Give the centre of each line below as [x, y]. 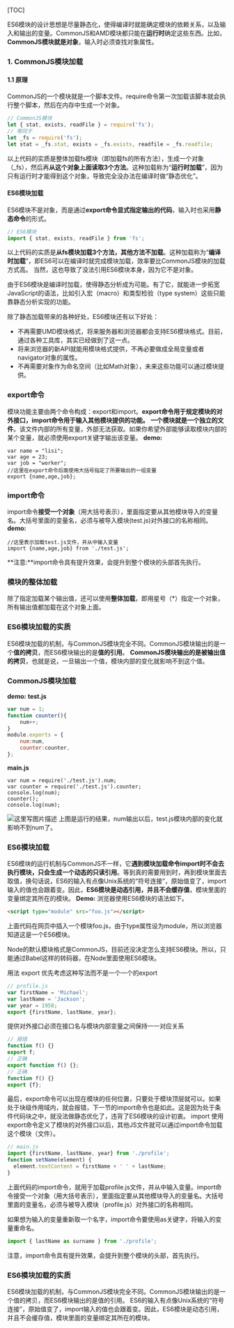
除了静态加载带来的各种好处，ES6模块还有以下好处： [83, 317]
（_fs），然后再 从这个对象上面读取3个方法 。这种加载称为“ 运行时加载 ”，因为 [115, 167]
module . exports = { [36, 735]
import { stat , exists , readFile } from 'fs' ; [76, 238]
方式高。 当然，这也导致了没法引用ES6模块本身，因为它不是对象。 [102, 270]
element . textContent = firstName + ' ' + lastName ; [90, 1166]
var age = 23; [28, 457]
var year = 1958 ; [32, 1005]
